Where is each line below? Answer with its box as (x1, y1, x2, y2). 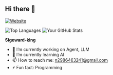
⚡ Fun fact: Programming (12, 64, 62, 70)
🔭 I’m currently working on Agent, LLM (12, 46, 90, 52)
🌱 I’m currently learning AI (12, 51, 65, 57)
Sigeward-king (5, 37, 36, 43)
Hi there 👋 (5, 5, 36, 13)
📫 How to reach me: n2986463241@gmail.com (12, 57, 108, 63)
